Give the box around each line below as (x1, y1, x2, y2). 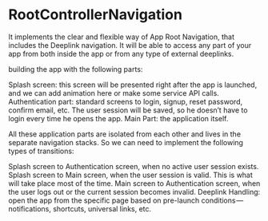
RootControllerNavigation (8, 6, 182, 24)
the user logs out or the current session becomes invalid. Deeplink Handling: (8, 187, 261, 196)
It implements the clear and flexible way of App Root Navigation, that (8, 32, 234, 41)
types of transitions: (8, 146, 74, 156)
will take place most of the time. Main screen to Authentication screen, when (8, 178, 261, 188)
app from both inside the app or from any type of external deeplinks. (8, 49, 234, 58)
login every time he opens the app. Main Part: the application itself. (8, 113, 229, 123)
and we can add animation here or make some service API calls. (8, 88, 220, 97)
